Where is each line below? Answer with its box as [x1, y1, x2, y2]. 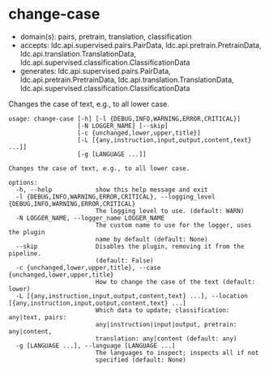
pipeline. [8, 249, 42, 258]
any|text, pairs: [8, 313, 67, 321]
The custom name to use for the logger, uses [95, 220, 252, 229]
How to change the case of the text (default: [95, 277, 255, 286]
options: [8, 178, 38, 186]
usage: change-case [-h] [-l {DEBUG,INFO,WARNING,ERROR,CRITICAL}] [8, 114, 241, 122]
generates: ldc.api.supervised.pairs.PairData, [19, 66, 172, 75]
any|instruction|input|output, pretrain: [95, 320, 237, 328]
